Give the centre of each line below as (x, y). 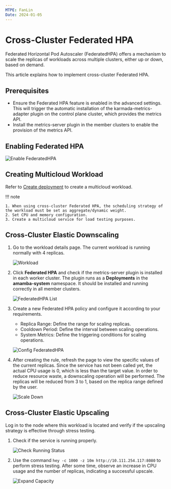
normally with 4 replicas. (39, 252)
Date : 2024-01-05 (24, 15)
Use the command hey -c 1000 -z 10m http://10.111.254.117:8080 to (87, 460)
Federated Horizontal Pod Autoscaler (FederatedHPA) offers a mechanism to (86, 54)
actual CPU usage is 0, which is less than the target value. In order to (85, 371)
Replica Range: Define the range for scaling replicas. (76, 324)
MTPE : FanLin (19, 10)
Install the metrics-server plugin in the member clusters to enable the (86, 125)
